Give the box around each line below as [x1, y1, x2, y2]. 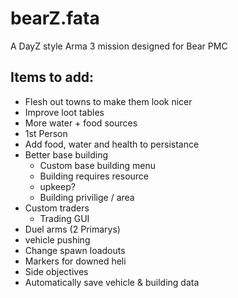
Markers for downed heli [24, 255, 127, 267]
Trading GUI [39, 212, 90, 224]
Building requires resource [39, 170, 150, 182]
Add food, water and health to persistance [24, 138, 200, 150]
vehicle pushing [24, 233, 91, 246]
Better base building [24, 148, 109, 161]
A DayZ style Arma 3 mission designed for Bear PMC [10, 40, 228, 52]
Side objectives [24, 265, 89, 277]
